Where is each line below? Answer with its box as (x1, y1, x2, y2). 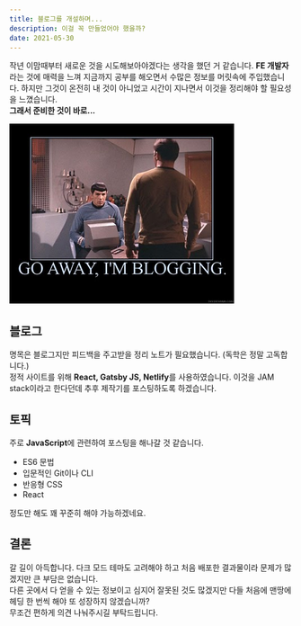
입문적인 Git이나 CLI (22, 468, 94, 478)
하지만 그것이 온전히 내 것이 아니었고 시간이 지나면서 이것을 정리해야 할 (21, 83, 268, 94)
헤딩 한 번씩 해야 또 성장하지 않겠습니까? (9, 595, 150, 606)
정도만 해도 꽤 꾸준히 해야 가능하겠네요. (9, 508, 146, 518)
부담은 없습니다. (42, 573, 99, 584)
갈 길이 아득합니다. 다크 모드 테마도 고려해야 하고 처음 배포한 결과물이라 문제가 (9, 562, 283, 573)
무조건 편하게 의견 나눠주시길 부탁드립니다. (9, 607, 159, 618)
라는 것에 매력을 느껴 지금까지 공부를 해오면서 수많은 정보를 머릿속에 (9, 72, 247, 83)
